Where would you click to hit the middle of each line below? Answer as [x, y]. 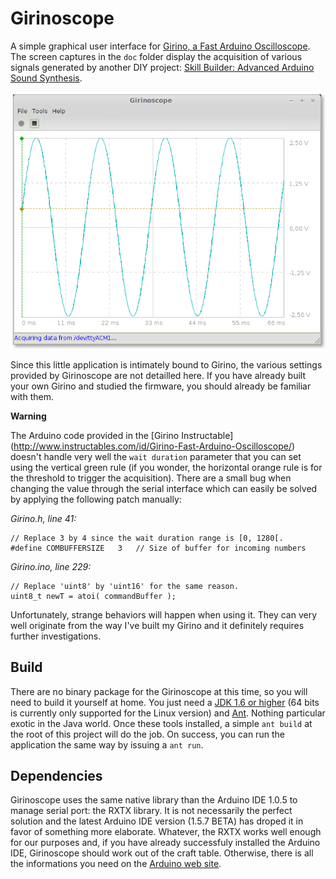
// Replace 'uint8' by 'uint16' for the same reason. [125, 586]
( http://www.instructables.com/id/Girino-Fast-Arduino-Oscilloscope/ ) [153, 446]
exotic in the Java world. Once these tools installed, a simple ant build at [161, 723]
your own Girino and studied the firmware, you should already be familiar [161, 386]
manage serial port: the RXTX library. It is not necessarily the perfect [151, 811]
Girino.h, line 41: [43, 518]
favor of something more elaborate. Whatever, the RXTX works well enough [166, 832]
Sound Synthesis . [46, 78]
